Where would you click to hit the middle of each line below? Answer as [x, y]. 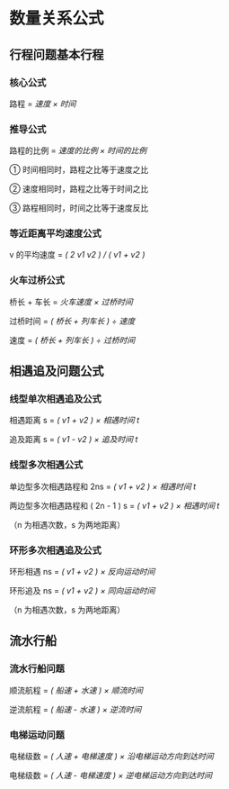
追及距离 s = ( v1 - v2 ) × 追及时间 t [74, 440]
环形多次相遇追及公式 [55, 550]
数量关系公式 [57, 18]
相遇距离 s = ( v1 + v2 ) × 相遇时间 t [75, 421]
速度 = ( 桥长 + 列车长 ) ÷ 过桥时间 [72, 340]
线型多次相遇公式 [46, 465]
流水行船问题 [37, 669]
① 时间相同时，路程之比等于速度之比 [79, 170]
